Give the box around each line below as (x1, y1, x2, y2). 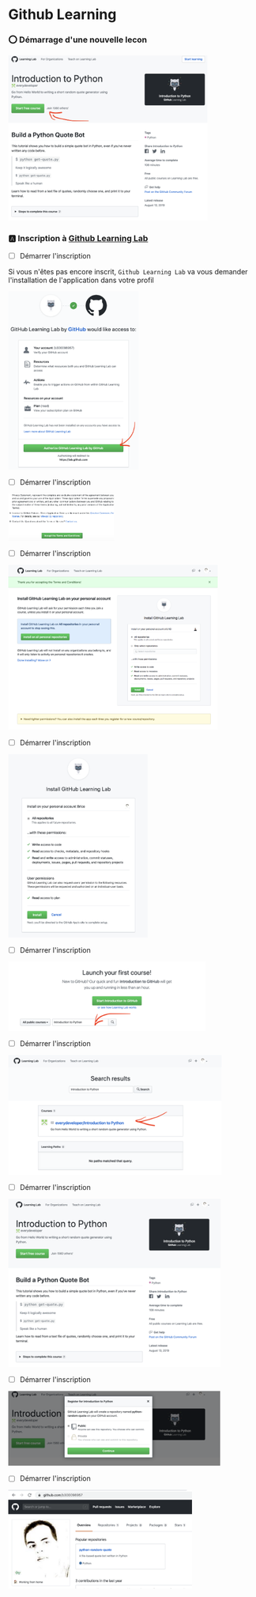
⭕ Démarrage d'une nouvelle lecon (8, 34, 148, 45)
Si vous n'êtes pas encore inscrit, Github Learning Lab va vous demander (8, 266, 248, 276)
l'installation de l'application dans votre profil (8, 275, 154, 285)
